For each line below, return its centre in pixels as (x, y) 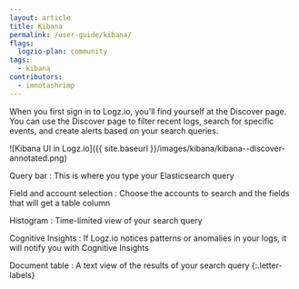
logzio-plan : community (62, 52)
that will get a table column (60, 203)
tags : (20, 60)
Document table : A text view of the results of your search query (130, 265)
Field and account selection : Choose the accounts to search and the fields (149, 193)
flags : (22, 43)
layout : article (40, 18)
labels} (22, 274)
